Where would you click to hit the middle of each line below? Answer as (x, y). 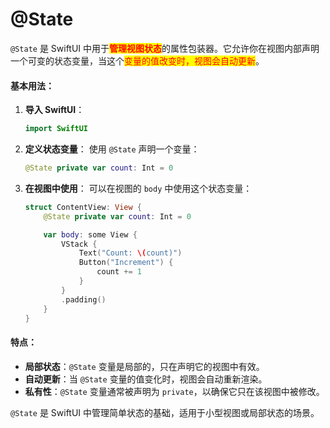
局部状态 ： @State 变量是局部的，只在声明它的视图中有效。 (144, 366)
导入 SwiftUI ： (54, 110)
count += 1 (119, 272)
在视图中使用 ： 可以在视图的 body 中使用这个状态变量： (138, 188)
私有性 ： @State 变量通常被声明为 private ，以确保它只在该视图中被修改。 (174, 391)
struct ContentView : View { (83, 207)
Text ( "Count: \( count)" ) (130, 253)
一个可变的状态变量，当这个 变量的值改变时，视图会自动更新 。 (137, 60)
